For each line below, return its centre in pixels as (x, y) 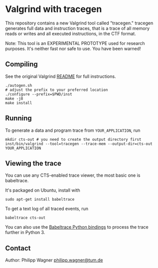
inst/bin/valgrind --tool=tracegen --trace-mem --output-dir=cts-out (79, 144)
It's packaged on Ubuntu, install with (43, 190)
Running (19, 118)
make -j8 (14, 98)
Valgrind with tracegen (54, 9)
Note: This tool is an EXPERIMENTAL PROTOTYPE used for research (75, 43)
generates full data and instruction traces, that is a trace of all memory (78, 28)
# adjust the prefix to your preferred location (57, 90)
